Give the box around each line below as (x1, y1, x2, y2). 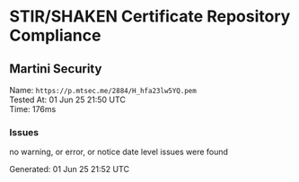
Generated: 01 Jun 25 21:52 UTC (9, 164, 130, 175)
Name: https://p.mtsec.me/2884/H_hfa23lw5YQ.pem (9, 85, 198, 95)
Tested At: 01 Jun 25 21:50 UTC (9, 94, 126, 105)
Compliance (9, 25, 101, 46)
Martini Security (9, 61, 102, 76)
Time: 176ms (9, 104, 57, 114)
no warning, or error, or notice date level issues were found (9, 146, 229, 158)
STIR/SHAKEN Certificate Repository (9, 6, 291, 27)
